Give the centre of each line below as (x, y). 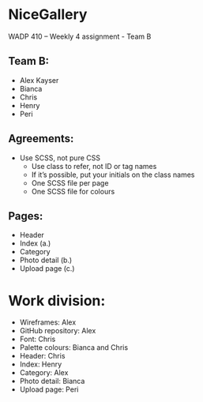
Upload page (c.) (47, 269)
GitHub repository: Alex (58, 331)
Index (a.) (35, 243)
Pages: (26, 216)
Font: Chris (38, 339)
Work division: (57, 301)
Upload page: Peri (49, 389)
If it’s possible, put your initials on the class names (113, 175)
